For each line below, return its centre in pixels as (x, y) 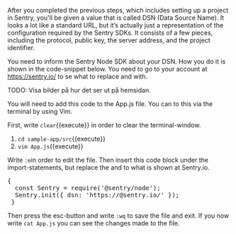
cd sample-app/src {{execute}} (62, 139)
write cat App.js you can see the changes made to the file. (94, 223)
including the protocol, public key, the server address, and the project (109, 40)
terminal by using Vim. (40, 111)
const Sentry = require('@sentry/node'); (88, 188)
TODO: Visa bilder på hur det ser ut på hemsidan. (79, 90)
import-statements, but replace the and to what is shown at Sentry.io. (109, 168)
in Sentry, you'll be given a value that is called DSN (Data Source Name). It (116, 18)
